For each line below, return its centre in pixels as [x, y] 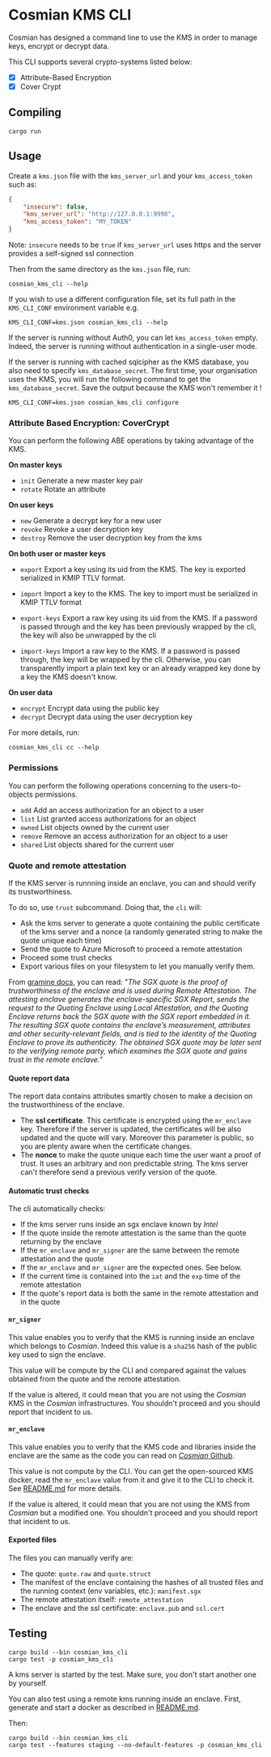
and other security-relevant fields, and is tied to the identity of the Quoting [133, 1033]
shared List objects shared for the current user [97, 844]
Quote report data [39, 1078]
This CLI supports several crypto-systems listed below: [100, 62]
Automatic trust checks [49, 1191]
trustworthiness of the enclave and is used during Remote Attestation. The [133, 990]
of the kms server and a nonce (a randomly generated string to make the [141, 931]
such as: [23, 184]
